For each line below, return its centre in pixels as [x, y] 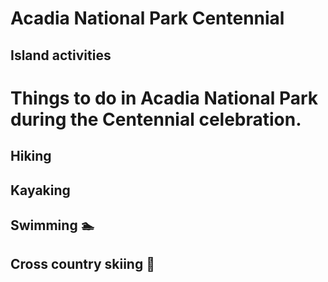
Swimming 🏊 [52, 225]
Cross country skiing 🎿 [82, 264]
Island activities [61, 55]
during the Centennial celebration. [156, 119]
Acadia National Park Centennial [147, 18]
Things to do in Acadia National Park [164, 98]
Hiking [31, 156]
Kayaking [40, 190]
